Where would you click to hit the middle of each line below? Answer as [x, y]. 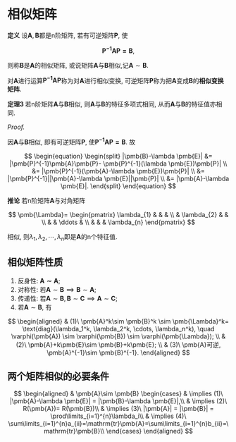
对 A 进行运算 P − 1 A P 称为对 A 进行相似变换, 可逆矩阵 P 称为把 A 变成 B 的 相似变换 [116, 80]
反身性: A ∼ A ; [39, 281]
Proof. [16, 127]
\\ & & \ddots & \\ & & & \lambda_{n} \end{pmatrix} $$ [118, 222]
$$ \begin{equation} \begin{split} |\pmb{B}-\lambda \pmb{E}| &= [118, 156]
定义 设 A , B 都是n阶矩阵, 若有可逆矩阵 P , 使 [68, 35]
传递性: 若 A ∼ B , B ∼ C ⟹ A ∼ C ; [67, 298]
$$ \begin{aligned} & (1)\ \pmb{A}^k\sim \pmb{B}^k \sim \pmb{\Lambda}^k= [118, 321]
